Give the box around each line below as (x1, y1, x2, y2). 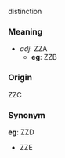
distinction (8, 7, 42, 16)
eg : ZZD (8, 127, 34, 137)
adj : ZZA (19, 44, 48, 53)
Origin (8, 72, 33, 83)
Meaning (8, 26, 43, 37)
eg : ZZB (31, 53, 57, 62)
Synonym (8, 109, 45, 120)
